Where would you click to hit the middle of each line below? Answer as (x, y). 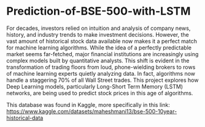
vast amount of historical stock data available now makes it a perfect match (102, 41)
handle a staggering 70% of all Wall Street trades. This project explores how (102, 80)
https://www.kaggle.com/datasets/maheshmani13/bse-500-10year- (92, 111)
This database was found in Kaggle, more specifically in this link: (88, 104)
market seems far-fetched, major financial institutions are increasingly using (102, 54)
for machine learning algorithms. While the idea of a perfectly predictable (99, 48)
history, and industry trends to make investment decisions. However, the (98, 34)
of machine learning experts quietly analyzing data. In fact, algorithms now (101, 73)
